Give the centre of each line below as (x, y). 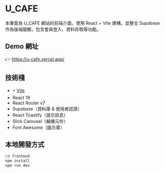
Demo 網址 (22, 46)
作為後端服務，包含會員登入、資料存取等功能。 (53, 29)
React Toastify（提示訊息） (40, 115)
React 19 (21, 97)
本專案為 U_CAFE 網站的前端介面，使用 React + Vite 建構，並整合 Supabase (82, 23)
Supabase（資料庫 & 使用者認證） (47, 109)
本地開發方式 (25, 144)
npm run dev (17, 166)
